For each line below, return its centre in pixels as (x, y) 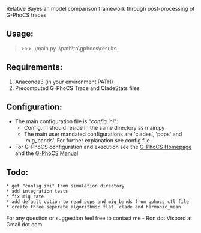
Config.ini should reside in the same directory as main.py (94, 128)
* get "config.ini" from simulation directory (65, 186)
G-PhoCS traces (26, 15)
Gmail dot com (24, 225)
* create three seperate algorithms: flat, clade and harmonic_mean (94, 207)
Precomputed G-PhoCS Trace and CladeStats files (77, 88)
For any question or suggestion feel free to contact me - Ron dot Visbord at (99, 218)
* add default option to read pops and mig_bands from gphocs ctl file (97, 202)
